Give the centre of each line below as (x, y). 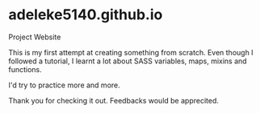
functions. (25, 69)
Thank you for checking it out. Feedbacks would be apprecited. (114, 100)
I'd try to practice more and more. (65, 85)
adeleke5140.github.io (86, 15)
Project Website (35, 37)
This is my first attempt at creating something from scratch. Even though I (131, 52)
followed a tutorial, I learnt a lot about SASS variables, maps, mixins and (128, 61)
